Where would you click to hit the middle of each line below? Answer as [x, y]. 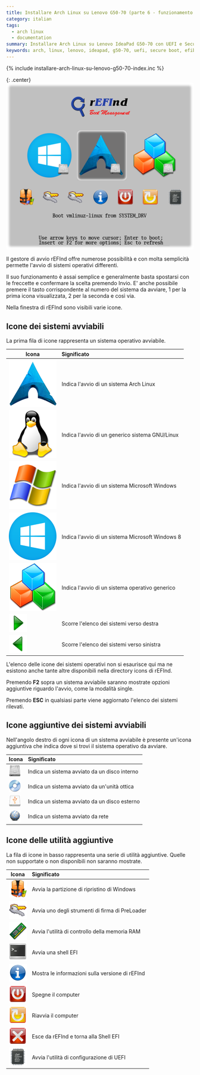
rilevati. [15, 706]
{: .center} [19, 80]
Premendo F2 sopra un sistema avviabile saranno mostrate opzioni [88, 682]
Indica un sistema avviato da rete [68, 817]
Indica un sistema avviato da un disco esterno [84, 802]
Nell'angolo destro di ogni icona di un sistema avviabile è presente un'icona [99, 740]
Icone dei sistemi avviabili [55, 326]
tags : [13, 25]
